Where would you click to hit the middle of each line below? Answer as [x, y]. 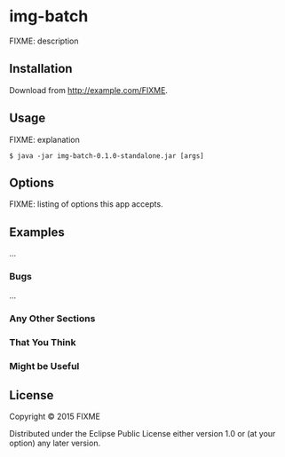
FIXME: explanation [44, 139]
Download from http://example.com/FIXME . [89, 90]
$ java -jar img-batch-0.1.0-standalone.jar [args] [107, 156]
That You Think [43, 343]
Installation [41, 69]
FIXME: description [44, 41]
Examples [37, 232]
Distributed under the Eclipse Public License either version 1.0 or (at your [142, 434]
